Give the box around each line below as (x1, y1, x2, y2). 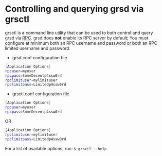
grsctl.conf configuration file (12, 91, 70, 97)
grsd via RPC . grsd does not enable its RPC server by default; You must (5, 35, 149, 41)
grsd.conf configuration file (12, 54, 67, 60)
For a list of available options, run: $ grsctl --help (5, 145, 107, 151)
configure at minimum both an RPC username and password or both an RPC (5, 40, 158, 46)
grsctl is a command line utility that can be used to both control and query (5, 30, 153, 35)
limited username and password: (5, 45, 71, 51)
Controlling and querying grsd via (5, 3, 144, 15)
